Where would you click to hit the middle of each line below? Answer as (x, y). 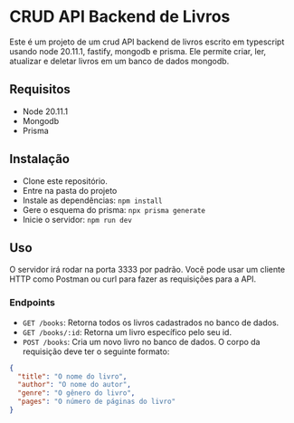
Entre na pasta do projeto (70, 190)
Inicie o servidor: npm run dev (77, 219)
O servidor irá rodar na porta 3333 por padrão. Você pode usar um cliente (147, 270)
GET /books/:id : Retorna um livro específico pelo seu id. (127, 332)
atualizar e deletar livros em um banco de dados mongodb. (119, 61)
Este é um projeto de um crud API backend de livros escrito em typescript (147, 42)
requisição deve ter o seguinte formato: (96, 351)
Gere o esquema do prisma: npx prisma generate (114, 209)
